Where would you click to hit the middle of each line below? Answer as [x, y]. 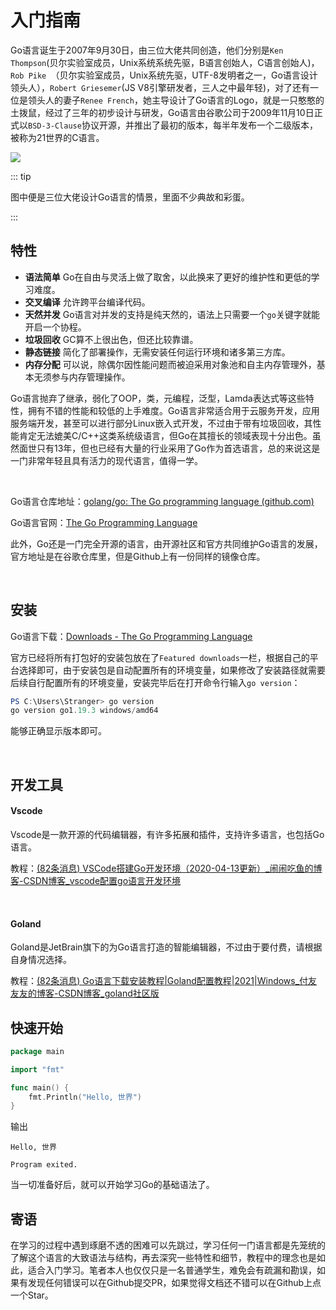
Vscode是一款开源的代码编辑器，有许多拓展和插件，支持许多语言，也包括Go [167, 834]
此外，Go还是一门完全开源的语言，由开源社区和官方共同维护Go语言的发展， [166, 543]
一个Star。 [32, 1295]
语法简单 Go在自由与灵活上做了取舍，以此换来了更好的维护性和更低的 [168, 277]
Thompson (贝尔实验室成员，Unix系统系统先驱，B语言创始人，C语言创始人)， [165, 62]
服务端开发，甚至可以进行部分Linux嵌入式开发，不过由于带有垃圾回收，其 [161, 423]
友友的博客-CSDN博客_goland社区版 [85, 993]
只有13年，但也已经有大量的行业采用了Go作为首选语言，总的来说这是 [178, 448]
